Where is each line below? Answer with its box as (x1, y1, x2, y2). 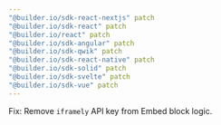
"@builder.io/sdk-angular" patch (8, 38, 135, 48)
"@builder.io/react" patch (8, 30, 110, 39)
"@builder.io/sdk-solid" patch (8, 64, 127, 73)
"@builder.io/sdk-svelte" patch (8, 72, 130, 82)
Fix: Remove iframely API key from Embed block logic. (8, 105, 213, 116)
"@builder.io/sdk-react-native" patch (8, 55, 155, 64)
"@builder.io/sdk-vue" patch (8, 81, 119, 90)
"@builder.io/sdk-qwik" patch (8, 47, 123, 56)
